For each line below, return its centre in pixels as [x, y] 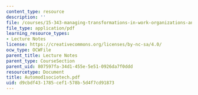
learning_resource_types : [38, 34]
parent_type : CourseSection [41, 61]
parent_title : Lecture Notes [42, 55]
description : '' [26, 17]
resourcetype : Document [35, 72]
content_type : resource [35, 12]
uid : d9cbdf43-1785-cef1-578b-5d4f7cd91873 [60, 83]
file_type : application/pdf [41, 28]
